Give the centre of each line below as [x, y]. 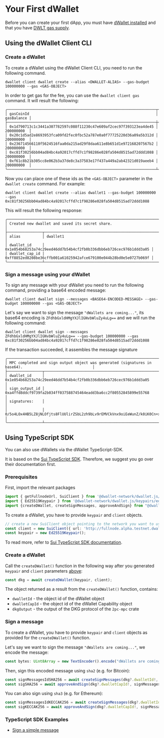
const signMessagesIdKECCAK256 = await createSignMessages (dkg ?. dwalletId [83, 703]
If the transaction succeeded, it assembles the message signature [71, 349]
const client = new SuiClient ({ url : [43, 529]
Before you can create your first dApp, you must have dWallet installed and [81, 23]
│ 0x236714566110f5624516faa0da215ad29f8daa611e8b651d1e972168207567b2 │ [82, 144]
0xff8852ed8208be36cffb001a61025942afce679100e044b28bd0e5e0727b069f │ [79, 258]
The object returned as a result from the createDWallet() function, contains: [82, 589]
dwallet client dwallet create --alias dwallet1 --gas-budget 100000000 [81, 193]
